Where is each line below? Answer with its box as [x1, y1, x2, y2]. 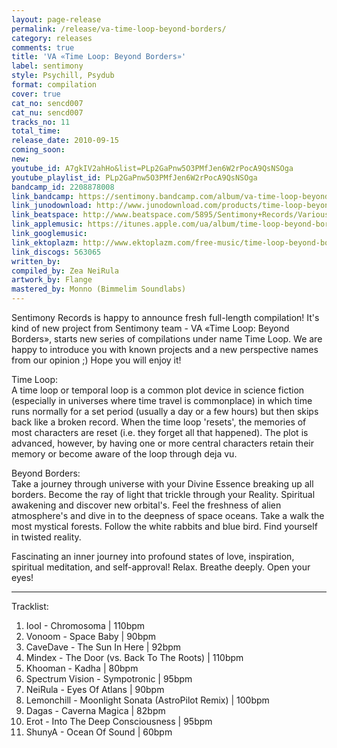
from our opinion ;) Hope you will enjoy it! [11, 354, 182, 366]
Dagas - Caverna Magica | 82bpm [25, 705, 166, 716]
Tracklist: [11, 601, 49, 612]
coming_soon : [11, 145, 66, 155]
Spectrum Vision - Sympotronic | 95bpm [25, 673, 193, 685]
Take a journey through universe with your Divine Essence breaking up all [11, 478, 314, 490]
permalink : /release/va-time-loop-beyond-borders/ [11, 24, 227, 34]
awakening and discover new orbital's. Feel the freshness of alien [11, 499, 282, 511]
